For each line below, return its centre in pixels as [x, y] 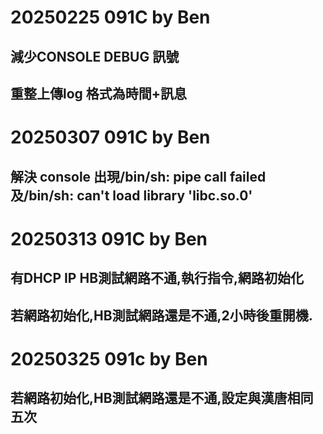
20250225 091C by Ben [110, 17]
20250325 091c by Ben [109, 358]
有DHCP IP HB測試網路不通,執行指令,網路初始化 [157, 278]
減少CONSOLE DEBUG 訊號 [95, 56]
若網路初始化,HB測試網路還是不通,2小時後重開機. [161, 315]
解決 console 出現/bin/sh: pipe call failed [138, 176]
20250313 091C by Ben [109, 238]
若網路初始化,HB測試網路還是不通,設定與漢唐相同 [162, 398]
